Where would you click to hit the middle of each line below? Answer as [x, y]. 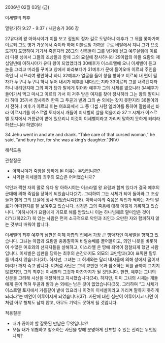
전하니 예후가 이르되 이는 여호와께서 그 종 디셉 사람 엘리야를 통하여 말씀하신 [82, 106]
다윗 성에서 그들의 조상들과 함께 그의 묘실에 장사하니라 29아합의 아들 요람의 [82, 57]
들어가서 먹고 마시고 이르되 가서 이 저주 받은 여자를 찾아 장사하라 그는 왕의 [76, 94]
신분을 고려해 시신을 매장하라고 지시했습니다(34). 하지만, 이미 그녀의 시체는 [77, 278]
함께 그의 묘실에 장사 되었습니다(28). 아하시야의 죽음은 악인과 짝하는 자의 [84, 200]
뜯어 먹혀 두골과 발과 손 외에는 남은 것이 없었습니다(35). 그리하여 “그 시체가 [86, 284]
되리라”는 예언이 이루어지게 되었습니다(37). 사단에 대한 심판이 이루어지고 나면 [79, 296]
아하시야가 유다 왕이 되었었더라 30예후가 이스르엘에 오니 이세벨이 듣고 [89, 63]
